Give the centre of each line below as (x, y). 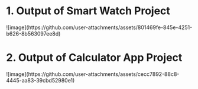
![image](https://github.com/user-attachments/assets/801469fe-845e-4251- (99, 27)
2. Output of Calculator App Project (94, 58)
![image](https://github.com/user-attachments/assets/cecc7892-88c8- (93, 74)
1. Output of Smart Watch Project (88, 11)
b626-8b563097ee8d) (33, 33)
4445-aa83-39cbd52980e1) (40, 80)
